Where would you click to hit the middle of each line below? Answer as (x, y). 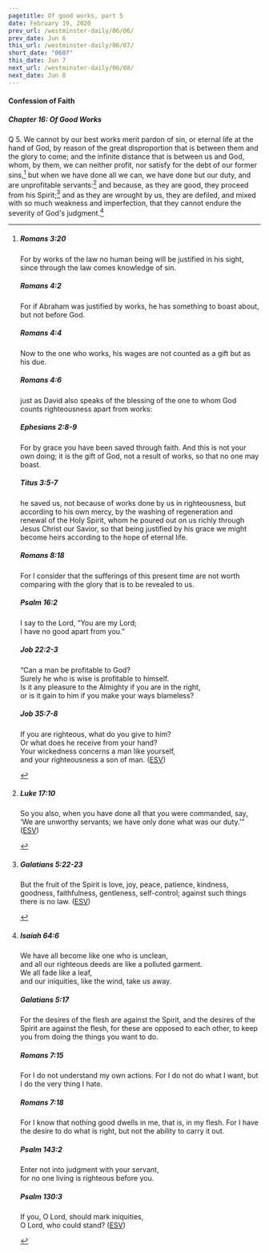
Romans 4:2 (40, 286)
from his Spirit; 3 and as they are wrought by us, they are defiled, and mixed (132, 194)
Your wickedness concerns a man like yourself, (98, 751)
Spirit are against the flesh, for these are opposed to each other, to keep (139, 1029)
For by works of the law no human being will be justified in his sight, (132, 259)
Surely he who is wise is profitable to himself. (94, 678)
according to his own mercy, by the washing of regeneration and (126, 511)
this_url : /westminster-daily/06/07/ (71, 46)
